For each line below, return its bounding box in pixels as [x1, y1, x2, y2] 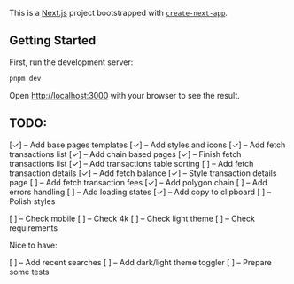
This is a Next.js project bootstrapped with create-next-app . [9, 8, 228, 18]
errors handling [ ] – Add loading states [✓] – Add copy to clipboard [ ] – [9, 186, 272, 197]
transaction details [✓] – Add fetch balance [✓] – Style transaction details [9, 168, 277, 178]
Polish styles [9, 195, 56, 207]
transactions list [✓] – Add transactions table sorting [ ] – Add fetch [9, 158, 254, 169]
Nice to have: [9, 240, 58, 250]
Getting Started [9, 33, 97, 48]
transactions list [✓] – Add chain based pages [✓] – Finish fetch [9, 148, 242, 159]
